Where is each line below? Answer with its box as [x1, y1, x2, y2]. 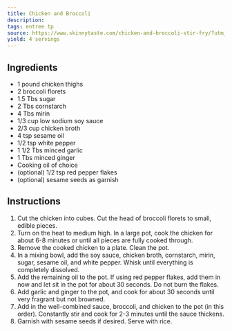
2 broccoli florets [17, 87, 66, 96]
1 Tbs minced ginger [17, 153, 76, 161]
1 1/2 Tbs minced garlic [17, 146, 83, 154]
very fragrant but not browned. [17, 295, 106, 303]
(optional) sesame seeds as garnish [17, 175, 119, 184]
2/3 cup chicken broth [17, 124, 81, 132]
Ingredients [7, 62, 58, 73]
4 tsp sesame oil [17, 131, 64, 139]
